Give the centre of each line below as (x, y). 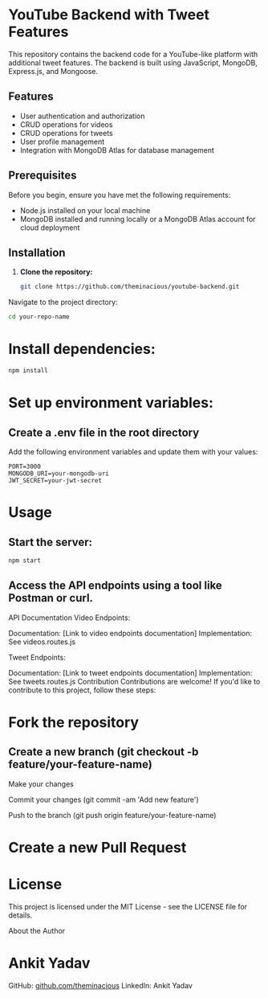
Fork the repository (73, 722)
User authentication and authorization (83, 116)
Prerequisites (43, 176)
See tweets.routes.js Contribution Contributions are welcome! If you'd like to (134, 681)
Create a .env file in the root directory (104, 432)
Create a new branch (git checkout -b (104, 752)
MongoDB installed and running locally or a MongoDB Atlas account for (138, 219)
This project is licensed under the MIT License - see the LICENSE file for (128, 906)
